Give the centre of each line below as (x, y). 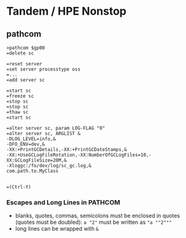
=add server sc (26, 80)
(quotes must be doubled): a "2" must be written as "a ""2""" (94, 222)
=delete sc (20, 53)
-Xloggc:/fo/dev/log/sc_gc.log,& (49, 166)
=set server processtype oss (43, 69)
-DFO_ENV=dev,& (26, 144)
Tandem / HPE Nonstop (66, 11)
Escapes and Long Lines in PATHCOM (63, 202)
